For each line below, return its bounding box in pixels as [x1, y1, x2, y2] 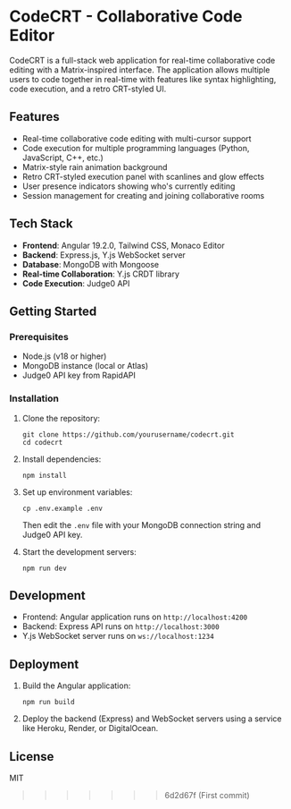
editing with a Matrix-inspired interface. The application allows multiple [9, 64, 270, 75]
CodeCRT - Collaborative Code [9, 6, 243, 27]
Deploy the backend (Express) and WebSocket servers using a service [21, 713, 282, 724]
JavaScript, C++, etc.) [21, 152, 104, 163]
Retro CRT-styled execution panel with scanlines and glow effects [21, 171, 265, 182]
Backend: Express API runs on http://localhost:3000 [21, 621, 220, 632]
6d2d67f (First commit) [164, 789, 250, 800]
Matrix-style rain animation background [21, 161, 168, 172]
